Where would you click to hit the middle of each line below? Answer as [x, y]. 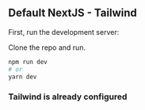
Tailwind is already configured [68, 97]
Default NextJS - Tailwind [72, 13]
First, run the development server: [64, 32]
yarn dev [23, 77]
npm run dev [28, 62]
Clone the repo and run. [47, 47]
